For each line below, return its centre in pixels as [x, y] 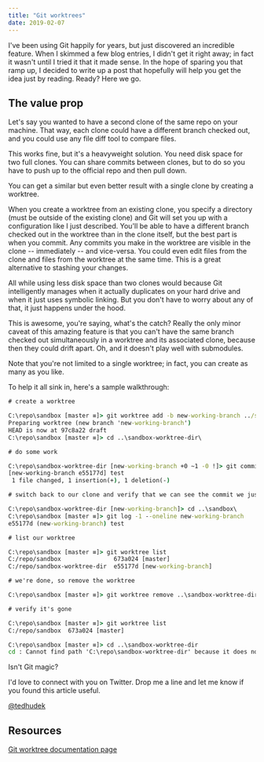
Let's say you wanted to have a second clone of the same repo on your [123, 122]
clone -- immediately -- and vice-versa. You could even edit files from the [128, 251]
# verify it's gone [40, 609]
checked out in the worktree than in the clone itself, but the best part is [123, 234]
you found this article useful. [54, 691]
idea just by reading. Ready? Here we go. [75, 79]
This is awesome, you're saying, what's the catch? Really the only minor [125, 324]
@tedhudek [27, 706]
